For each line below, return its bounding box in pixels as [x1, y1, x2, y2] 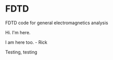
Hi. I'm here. [5, 29, 31, 35]
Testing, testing [5, 49, 38, 55]
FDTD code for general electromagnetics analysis [5, 20, 108, 26]
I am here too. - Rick [5, 39, 47, 45]
